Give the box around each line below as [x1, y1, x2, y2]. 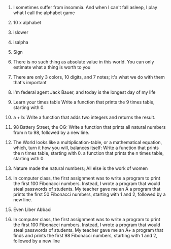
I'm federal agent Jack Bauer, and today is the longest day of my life [13, 89, 156, 95]
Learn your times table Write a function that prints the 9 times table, [13, 99, 155, 105]
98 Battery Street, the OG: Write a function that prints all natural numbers [13, 124, 166, 130]
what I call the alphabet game [13, 10, 75, 16]
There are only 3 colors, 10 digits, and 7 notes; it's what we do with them [13, 74, 165, 80]
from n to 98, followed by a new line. [13, 129, 90, 135]
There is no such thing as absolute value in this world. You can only [13, 59, 154, 65]
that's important [13, 80, 47, 85]
